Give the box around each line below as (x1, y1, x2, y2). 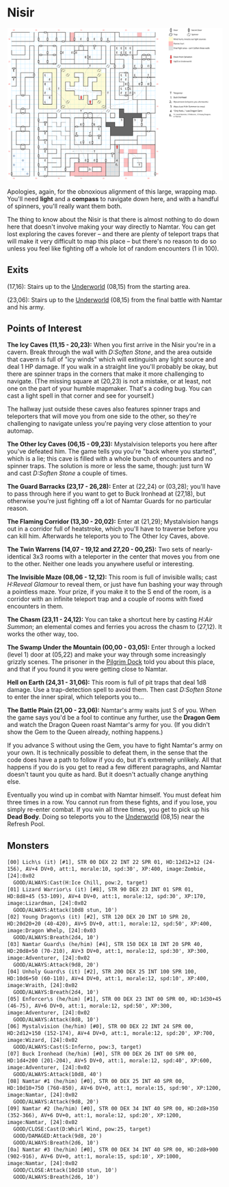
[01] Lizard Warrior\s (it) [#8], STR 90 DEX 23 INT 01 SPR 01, (7, 886, 194, 893)
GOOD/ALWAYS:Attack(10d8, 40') (13, 1071, 103, 1078)
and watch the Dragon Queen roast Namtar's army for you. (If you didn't (7, 721, 211, 729)
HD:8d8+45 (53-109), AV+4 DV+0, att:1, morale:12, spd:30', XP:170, (7, 893, 206, 900)
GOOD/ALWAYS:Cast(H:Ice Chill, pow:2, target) (13, 880, 148, 886)
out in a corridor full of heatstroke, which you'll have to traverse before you (7, 525, 219, 533)
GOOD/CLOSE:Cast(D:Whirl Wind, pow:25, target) (13, 1126, 152, 1133)
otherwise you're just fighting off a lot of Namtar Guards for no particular (7, 497, 212, 505)
